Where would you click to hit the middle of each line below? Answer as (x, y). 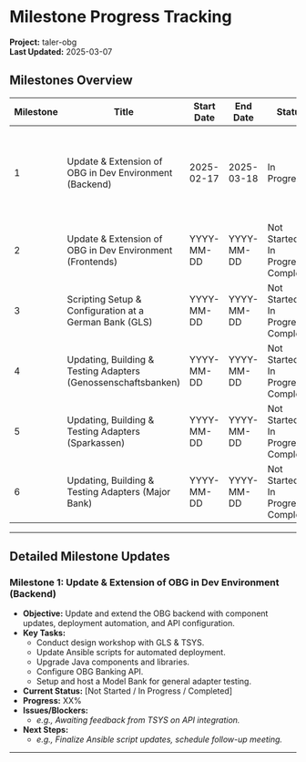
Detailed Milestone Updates (90, 556)
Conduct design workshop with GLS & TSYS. (120, 643)
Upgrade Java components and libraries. (112, 662)
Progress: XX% (52, 701)
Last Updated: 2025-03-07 (61, 51)
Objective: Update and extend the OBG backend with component (145, 613)
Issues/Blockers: (55, 711)
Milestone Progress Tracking (121, 17)
